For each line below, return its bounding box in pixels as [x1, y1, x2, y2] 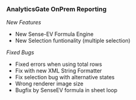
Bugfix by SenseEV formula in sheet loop [15, 87, 118, 94]
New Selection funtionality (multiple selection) [15, 37, 131, 45]
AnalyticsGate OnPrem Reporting [6, 5, 107, 13]
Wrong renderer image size [15, 80, 84, 87]
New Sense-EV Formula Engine [15, 30, 94, 38]
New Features [6, 19, 41, 26]
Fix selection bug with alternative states [15, 74, 115, 81]
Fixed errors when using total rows [15, 60, 102, 68]
